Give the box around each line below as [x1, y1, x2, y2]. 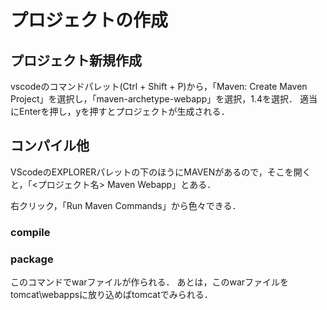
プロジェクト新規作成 [10, 52, 142, 69]
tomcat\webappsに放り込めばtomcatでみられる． [10, 289, 213, 301]
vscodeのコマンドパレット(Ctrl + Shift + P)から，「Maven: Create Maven [10, 81, 308, 92]
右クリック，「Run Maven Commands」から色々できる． [10, 199, 242, 211]
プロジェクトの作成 [10, 9, 169, 32]
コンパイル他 [10, 137, 90, 155]
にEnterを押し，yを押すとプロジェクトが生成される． [10, 106, 230, 117]
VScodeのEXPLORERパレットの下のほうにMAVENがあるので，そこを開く [10, 166, 312, 178]
